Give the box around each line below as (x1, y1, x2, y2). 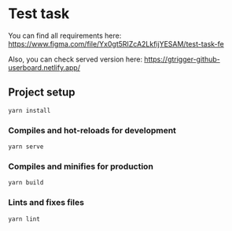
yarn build (8, 179, 44, 187)
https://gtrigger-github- (144, 54, 220, 64)
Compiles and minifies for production (8, 161, 153, 172)
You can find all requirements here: (8, 31, 122, 40)
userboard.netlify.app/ (8, 62, 81, 72)
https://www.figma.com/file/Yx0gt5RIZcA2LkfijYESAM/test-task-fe (8, 39, 224, 48)
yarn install (8, 106, 51, 114)
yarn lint (8, 214, 41, 223)
